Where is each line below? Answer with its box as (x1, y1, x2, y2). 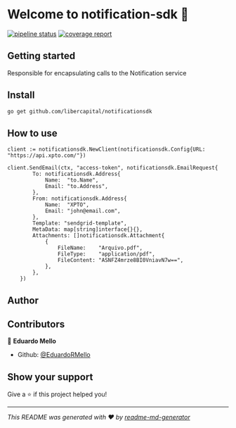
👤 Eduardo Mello (7, 337, 56, 346)
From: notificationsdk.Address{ (32, 195, 128, 203)
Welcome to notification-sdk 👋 (7, 6, 189, 23)
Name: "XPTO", (44, 201, 90, 208)
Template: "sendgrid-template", (32, 220, 128, 227)
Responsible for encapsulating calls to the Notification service (7, 68, 187, 77)
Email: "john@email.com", (44, 208, 121, 215)
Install (7, 89, 35, 101)
